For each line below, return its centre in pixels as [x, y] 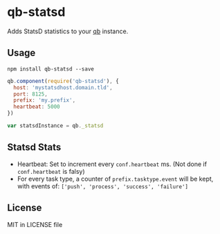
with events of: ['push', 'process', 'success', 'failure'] [103, 186]
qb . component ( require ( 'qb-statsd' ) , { [63, 81]
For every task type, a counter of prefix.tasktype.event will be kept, [115, 179]
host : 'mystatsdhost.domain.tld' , [63, 87]
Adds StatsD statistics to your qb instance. [68, 31]
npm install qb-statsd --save [51, 69]
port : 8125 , [31, 94]
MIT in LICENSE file [35, 224]
